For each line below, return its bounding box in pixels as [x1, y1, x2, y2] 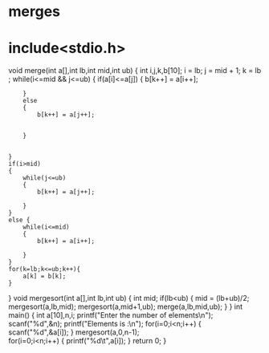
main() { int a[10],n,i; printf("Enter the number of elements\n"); [8, 310, 214, 320]
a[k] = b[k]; [22, 272, 67, 281]
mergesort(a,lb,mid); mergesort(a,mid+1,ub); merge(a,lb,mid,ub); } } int [8, 302, 243, 311]
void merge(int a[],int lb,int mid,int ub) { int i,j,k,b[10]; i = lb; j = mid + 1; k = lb [8, 66, 262, 75]
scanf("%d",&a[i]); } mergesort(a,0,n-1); [8, 327, 140, 337]
